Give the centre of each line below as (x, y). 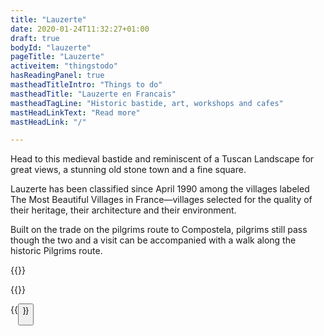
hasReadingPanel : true (57, 76)
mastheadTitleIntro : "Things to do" (86, 85)
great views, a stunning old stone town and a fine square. (128, 170)
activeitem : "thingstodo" (64, 66)
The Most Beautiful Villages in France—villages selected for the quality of (161, 200)
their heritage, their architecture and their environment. (123, 210)
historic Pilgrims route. (56, 251)
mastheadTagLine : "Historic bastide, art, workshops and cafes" (147, 103)
